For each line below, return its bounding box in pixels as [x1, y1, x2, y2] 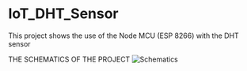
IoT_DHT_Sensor [8, 5, 119, 23]
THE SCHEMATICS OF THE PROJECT [8, 54, 131, 64]
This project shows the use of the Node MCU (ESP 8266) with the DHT [8, 31, 239, 40]
